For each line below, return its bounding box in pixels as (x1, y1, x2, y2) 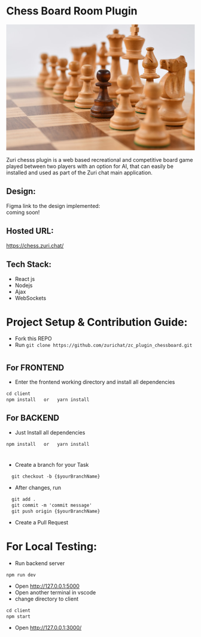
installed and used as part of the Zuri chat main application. (6, 169, 153, 176)
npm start (6, 614, 31, 620)
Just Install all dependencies (14, 428, 86, 436)
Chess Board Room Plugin (6, 4, 138, 18)
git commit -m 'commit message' (11, 502, 93, 509)
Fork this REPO (14, 335, 52, 342)
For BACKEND (6, 413, 60, 423)
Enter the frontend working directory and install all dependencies (14, 379, 175, 386)
